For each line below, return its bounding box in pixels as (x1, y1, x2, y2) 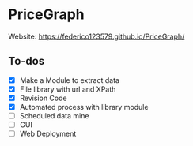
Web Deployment (19, 129, 77, 139)
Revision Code (19, 93, 67, 103)
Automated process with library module (19, 102, 149, 111)
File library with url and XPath (19, 84, 116, 94)
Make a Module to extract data (19, 75, 120, 84)
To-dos (8, 54, 45, 68)
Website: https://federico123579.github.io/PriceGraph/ (8, 32, 185, 41)
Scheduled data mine (19, 111, 89, 120)
